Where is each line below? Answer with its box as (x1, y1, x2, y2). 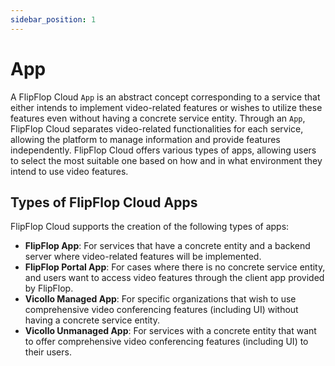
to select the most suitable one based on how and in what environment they (10, 154, 323, 166)
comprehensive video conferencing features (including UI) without (24, 304, 299, 316)
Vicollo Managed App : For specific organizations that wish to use (24, 293, 297, 305)
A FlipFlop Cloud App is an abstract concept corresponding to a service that (10, 91, 321, 103)
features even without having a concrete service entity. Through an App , (10, 112, 306, 124)
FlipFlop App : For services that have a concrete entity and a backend (24, 240, 311, 252)
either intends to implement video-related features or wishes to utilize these (10, 101, 323, 113)
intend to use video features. (10, 165, 129, 177)
